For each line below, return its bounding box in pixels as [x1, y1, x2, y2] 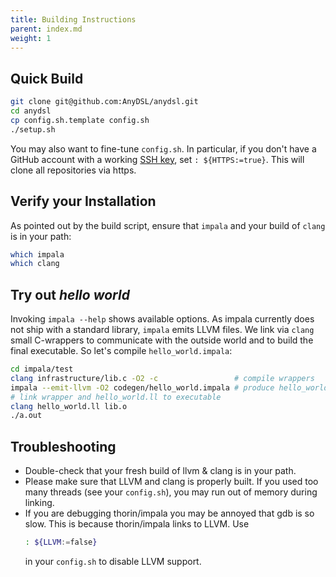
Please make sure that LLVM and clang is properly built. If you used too [24, 476, 319, 488]
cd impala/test [10, 364, 74, 375]
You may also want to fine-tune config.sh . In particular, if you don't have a [10, 142, 317, 155]
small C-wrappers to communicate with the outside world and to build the [10, 334, 314, 346]
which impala [10, 249, 65, 260]
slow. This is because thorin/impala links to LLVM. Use [24, 518, 250, 530]
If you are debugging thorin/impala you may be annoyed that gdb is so [24, 507, 315, 520]
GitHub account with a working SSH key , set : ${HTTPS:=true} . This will [10, 153, 305, 165]
